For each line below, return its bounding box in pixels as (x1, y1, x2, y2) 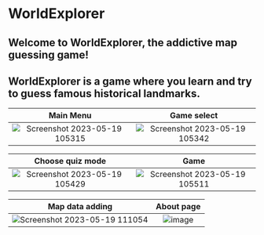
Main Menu (48, 110, 92, 121)
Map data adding (47, 201, 112, 212)
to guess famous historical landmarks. (8, 87, 200, 100)
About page (156, 201, 201, 212)
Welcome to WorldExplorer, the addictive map (8, 36, 238, 49)
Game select (170, 110, 218, 121)
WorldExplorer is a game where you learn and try (8, 74, 253, 88)
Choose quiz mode (34, 156, 107, 167)
